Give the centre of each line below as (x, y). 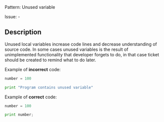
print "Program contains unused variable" (49, 87)
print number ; (19, 115)
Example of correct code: (31, 97)
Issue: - (12, 17)
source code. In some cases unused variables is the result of (67, 49)
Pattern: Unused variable (30, 7)
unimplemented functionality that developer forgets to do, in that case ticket (82, 54)
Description (23, 32)
